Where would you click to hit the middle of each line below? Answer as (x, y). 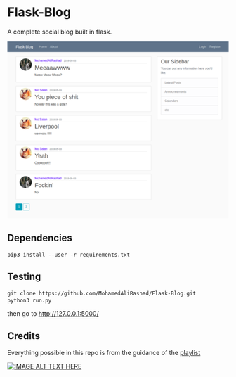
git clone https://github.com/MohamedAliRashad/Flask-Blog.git (102, 294)
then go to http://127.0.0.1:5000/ (53, 314)
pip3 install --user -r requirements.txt (69, 255)
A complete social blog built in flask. (60, 32)
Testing (24, 276)
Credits (24, 336)
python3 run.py (29, 301)
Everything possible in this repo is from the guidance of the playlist (104, 353)
